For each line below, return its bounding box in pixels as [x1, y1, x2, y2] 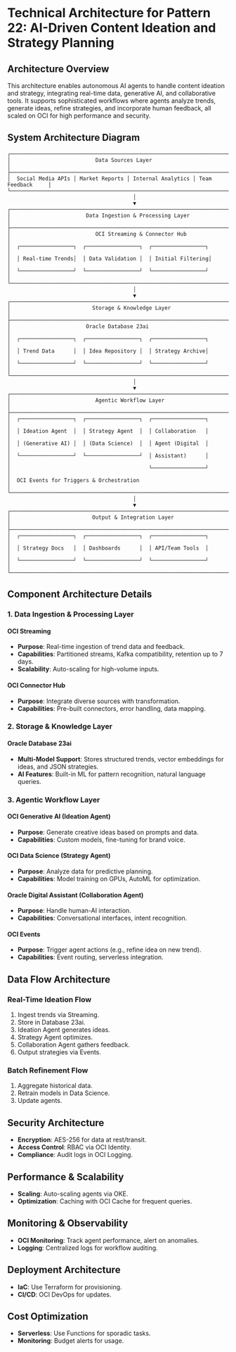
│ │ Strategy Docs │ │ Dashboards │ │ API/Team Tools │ [7, 544, 209, 552]
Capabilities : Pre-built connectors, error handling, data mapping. [17, 704, 206, 712]
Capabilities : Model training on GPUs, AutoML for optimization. [17, 874, 201, 883]
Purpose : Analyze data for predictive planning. [17, 867, 153, 876]
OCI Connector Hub [7, 681, 65, 689]
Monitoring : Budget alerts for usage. [17, 1337, 124, 1345]
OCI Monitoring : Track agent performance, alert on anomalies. [17, 1236, 199, 1244]
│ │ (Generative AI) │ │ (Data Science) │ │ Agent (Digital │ [7, 440, 209, 447]
